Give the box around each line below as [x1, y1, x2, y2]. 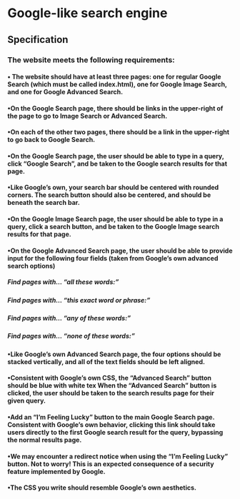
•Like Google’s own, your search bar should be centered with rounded [7, 183, 219, 192]
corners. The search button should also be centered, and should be [7, 191, 211, 199]
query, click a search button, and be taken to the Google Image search [7, 223, 220, 231]
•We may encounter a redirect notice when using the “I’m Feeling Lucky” [7, 452, 229, 460]
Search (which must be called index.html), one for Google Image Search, [7, 80, 227, 89]
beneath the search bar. [7, 198, 80, 207]
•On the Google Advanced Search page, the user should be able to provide [7, 246, 233, 255]
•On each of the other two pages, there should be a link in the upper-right [7, 128, 230, 136]
